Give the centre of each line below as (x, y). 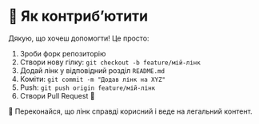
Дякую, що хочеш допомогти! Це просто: (79, 38)
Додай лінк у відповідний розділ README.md (92, 70)
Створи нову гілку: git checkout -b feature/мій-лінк (110, 62)
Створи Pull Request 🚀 (57, 95)
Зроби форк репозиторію (63, 53)
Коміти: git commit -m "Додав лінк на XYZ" (93, 79)
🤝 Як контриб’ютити (78, 16)
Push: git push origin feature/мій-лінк (88, 87)
